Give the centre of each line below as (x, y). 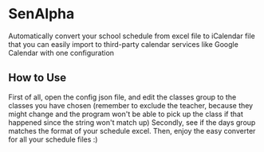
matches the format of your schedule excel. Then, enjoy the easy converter (132, 131)
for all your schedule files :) (53, 139)
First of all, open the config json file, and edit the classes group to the (122, 97)
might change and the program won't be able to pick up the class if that (126, 114)
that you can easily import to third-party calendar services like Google (124, 44)
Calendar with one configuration (61, 53)
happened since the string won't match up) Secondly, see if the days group (132, 122)
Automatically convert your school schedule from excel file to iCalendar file (132, 36)
